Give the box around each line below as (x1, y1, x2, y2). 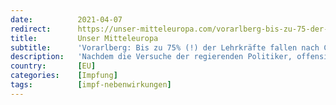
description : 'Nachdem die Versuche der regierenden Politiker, (10, 52, 293, 62)
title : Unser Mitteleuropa (10, 33, 159, 43)
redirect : (10, 24, 52, 34)
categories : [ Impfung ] (10, 71, 118, 81)
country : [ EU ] (10, 61, 97, 71)
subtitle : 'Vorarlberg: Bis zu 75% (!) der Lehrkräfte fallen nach (10, 42, 320, 53)
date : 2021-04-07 (10, 14, 123, 25)
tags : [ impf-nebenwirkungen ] (10, 80, 172, 90)
